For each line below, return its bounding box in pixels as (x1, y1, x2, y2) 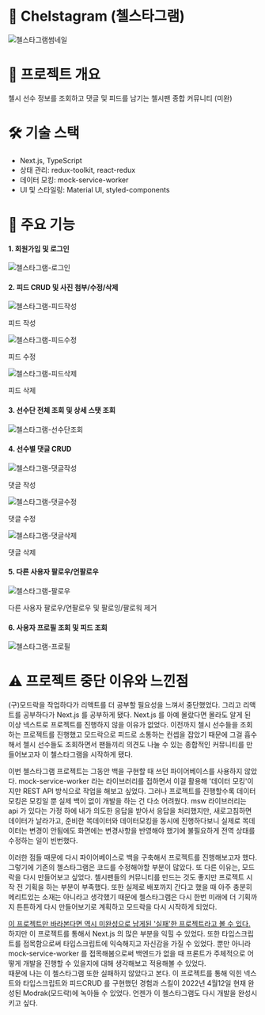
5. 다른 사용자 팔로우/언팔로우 (8, 567, 99, 577)
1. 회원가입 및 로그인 (8, 243, 70, 254)
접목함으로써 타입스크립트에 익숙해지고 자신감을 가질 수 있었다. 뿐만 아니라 (22, 939, 252, 948)
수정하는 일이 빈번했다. (8, 836, 78, 845)
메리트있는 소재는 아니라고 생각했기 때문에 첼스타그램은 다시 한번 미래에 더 (8, 892, 237, 902)
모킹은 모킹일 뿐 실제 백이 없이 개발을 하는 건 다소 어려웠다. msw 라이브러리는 (8, 796, 247, 806)
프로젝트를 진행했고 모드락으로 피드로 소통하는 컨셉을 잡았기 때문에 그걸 (22, 730, 243, 739)
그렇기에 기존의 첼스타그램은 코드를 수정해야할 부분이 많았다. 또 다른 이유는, (8, 863, 240, 872)
